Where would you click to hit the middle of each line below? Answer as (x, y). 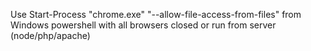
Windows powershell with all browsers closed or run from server (143, 25)
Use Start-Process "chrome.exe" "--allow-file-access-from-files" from (156, 14)
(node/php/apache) (50, 35)
